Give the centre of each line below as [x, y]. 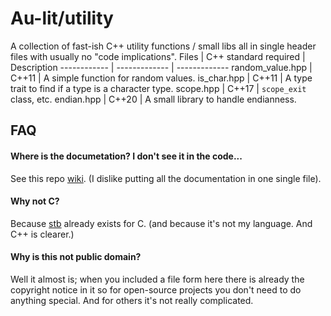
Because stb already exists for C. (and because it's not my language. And [161, 223]
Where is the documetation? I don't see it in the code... [126, 156]
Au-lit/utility [62, 18]
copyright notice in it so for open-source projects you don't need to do [156, 289]
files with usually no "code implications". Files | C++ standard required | [158, 56]
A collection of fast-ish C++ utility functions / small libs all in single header [163, 46]
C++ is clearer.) [42, 234]
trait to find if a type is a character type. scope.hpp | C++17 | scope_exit [158, 88]
